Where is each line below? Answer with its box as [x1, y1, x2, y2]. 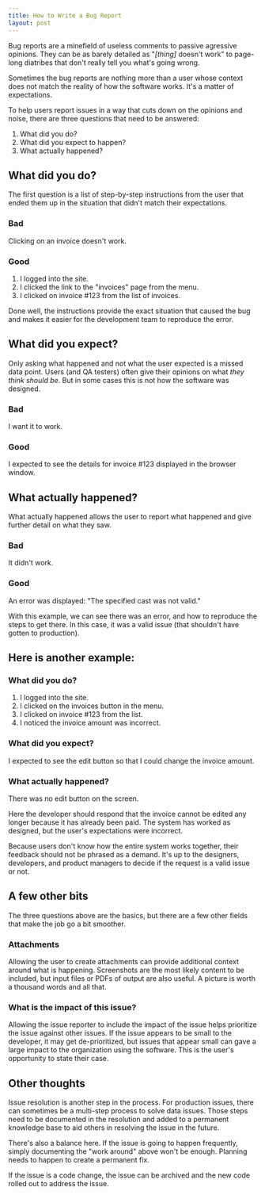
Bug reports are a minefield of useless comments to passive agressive [8, 40, 237, 50]
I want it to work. [8, 422, 63, 431]
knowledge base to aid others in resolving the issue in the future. [8, 1123, 220, 1132]
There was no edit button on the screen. [8, 794, 139, 803]
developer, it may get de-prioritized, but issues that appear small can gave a [8, 1036, 257, 1047]
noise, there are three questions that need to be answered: [8, 113, 199, 123]
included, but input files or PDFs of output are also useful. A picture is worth [8, 974, 256, 983]
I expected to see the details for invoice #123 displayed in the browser [8, 459, 237, 469]
